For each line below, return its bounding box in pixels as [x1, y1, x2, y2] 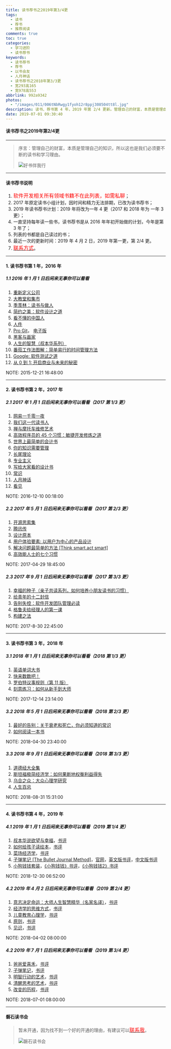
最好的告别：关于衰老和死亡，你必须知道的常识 [13, 722, 111, 728]
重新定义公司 [13, 289, 40, 295]
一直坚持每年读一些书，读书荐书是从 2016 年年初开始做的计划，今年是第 [13, 219, 164, 225]
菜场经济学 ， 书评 [13, 850, 49, 856]
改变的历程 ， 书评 [13, 986, 49, 992]
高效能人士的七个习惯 [13, 551, 58, 557]
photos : [6, 97, 22, 102]
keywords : [6, 55, 27, 60]
